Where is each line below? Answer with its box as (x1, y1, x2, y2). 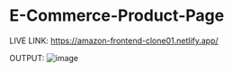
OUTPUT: (9, 52, 45, 63)
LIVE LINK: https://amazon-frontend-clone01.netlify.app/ (9, 35, 219, 46)
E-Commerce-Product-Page (9, 5, 225, 26)
